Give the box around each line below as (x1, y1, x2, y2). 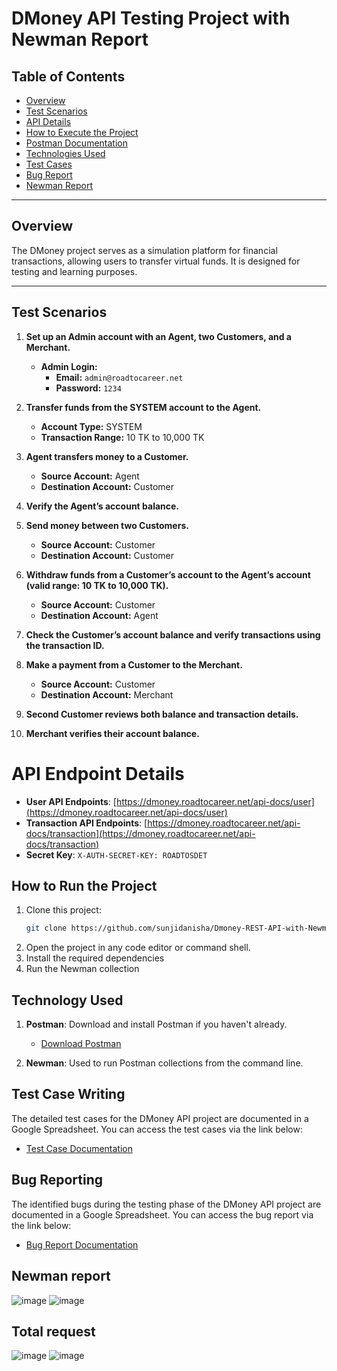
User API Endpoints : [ (25, 795, 117, 807)
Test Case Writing (11, 1086, 126, 1103)
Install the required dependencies (25, 952, 165, 964)
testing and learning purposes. (11, 265, 138, 277)
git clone (25, 923, 68, 934)
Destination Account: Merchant (40, 688, 174, 701)
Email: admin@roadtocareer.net (55, 371, 184, 383)
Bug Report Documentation (25, 1238, 139, 1251)
